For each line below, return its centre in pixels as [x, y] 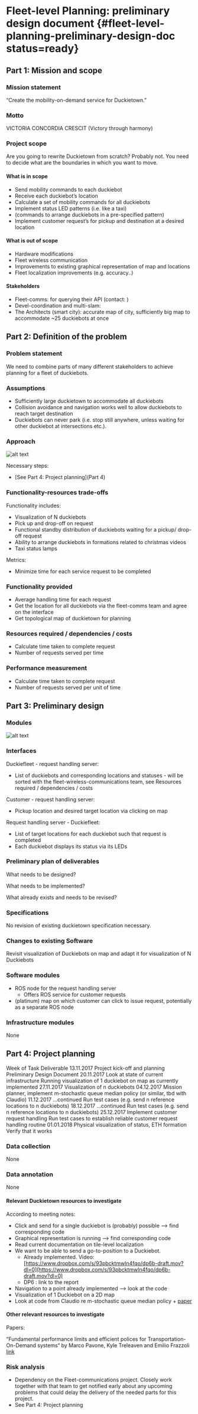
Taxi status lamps [36, 548]
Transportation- [167, 1339]
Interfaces [21, 751]
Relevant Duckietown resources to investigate [64, 1201]
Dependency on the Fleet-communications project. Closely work [93, 1380]
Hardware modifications [44, 254]
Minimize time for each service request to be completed [83, 571]
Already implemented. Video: [59, 1257]
